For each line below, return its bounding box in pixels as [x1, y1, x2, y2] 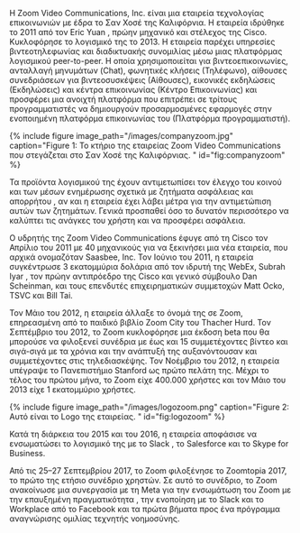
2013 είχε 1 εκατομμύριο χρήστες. [9, 384, 137, 395]
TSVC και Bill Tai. [9, 290, 74, 300]
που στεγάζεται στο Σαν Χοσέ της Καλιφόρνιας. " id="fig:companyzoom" [9, 150, 286, 161]
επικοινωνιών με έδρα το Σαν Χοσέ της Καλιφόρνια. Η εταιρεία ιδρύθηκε [9, 17, 286, 28]
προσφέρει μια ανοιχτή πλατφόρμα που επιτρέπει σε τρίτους [9, 94, 238, 105]
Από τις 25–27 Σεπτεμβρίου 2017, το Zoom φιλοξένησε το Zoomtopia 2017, [9, 465, 287, 476]
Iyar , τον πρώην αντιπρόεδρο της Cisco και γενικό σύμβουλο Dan [9, 271, 258, 281]
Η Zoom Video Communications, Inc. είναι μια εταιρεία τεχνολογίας [9, 8, 264, 18]
